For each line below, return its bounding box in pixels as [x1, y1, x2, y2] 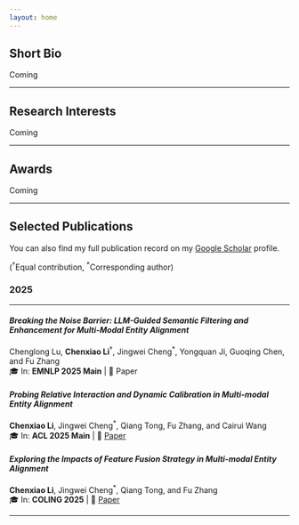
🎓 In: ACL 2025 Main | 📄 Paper [9, 430, 126, 440]
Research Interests [9, 103, 117, 118]
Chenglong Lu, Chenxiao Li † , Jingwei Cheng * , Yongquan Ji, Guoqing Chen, [9, 344, 285, 357]
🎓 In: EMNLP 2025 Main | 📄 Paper [9, 366, 138, 376]
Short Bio [9, 46, 62, 61]
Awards [9, 161, 53, 176]
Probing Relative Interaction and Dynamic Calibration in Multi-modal [9, 389, 270, 400]
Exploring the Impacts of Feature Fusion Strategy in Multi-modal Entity [9, 454, 278, 464]
